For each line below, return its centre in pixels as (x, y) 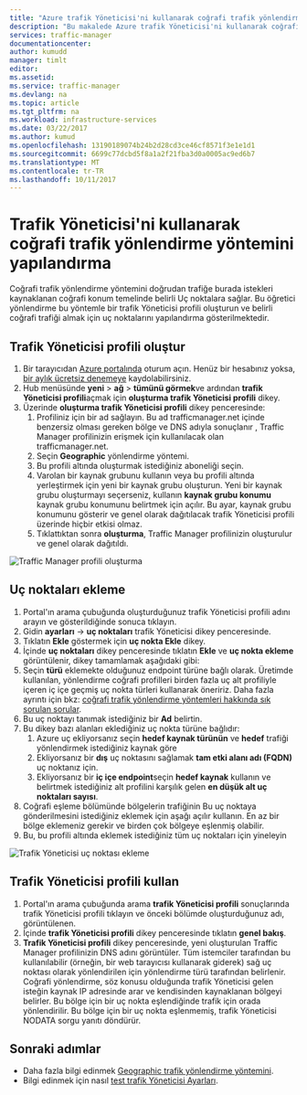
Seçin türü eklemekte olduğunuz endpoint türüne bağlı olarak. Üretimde (158, 670)
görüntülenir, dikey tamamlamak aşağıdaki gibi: (111, 660)
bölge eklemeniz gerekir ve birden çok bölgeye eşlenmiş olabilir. (143, 825)
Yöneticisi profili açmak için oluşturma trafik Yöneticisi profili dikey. (151, 398)
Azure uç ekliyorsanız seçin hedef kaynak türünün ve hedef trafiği (163, 738)
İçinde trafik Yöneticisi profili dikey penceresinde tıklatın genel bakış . (154, 932)
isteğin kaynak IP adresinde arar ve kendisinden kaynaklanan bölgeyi (152, 991)
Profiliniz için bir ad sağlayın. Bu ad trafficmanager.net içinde (150, 417)
